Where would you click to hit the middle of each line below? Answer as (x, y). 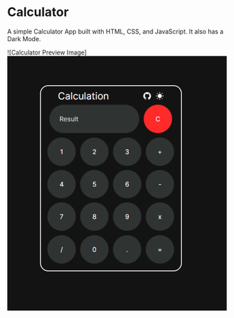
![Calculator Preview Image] (47, 52)
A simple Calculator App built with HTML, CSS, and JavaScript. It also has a (116, 31)
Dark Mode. (24, 38)
